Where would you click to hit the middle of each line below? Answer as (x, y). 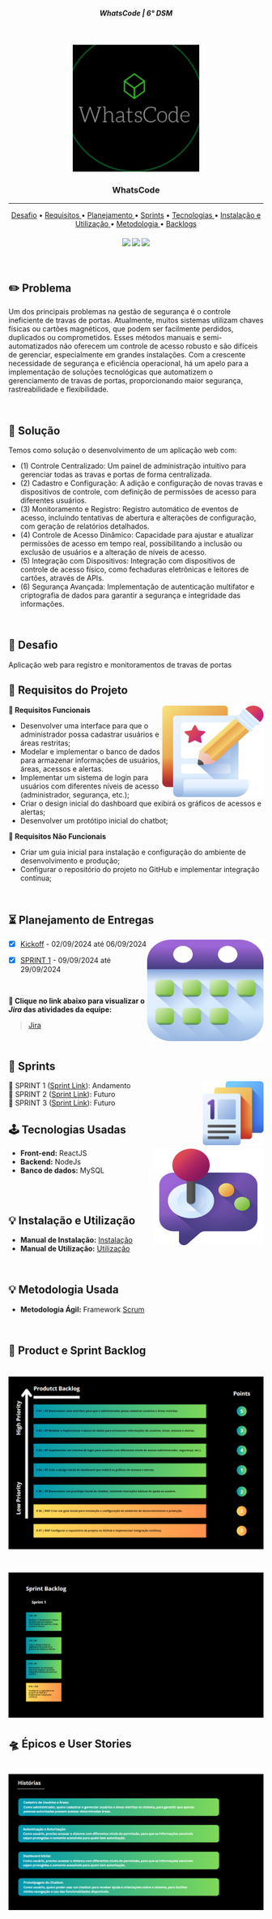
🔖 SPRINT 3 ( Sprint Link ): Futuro (62, 1103)
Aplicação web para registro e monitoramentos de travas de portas (120, 664)
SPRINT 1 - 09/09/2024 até (66, 960)
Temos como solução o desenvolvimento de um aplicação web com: (123, 450)
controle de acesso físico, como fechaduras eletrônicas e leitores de (134, 569)
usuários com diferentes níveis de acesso (89, 786)
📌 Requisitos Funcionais (49, 710)
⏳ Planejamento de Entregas (81, 921)
